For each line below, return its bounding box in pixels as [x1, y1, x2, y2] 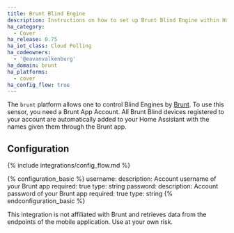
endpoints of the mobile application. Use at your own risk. [7, 218, 173, 226]
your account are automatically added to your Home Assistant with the [7, 115, 210, 124]
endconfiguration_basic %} [7, 197, 86, 205]
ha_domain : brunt [7, 62, 58, 69]
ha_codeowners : [7, 49, 52, 56]
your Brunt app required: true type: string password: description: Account [7, 182, 219, 191]
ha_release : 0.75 [7, 36, 58, 43]
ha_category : [7, 23, 45, 30]
